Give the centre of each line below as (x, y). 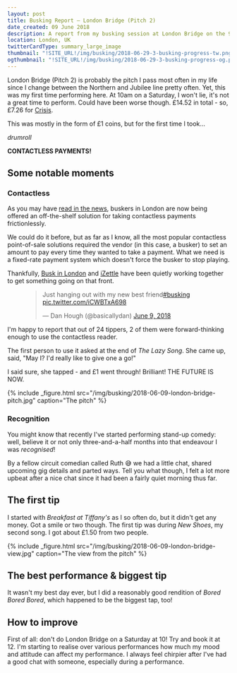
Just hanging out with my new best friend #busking (116, 294)
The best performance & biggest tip (87, 575)
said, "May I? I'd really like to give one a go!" (72, 358)
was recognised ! (31, 449)
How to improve (43, 622)
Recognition (29, 419)
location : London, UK (39, 40)
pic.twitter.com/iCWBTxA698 (84, 302)
